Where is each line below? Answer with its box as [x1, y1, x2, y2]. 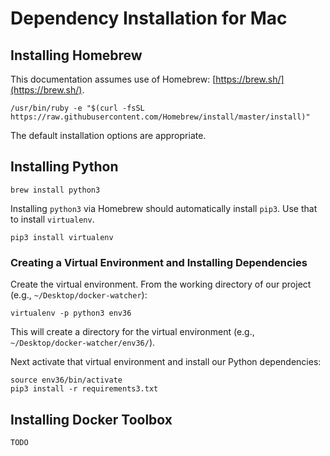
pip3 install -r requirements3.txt [10, 384, 159, 394]
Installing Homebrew [10, 47, 143, 64]
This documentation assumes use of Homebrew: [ [10, 73, 217, 85]
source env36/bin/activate [10, 375, 123, 386]
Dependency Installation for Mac [10, 7, 288, 30]
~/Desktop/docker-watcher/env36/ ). [10, 337, 156, 349]
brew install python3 [10, 185, 101, 195]
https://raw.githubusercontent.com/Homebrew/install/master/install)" [10, 112, 311, 122]
